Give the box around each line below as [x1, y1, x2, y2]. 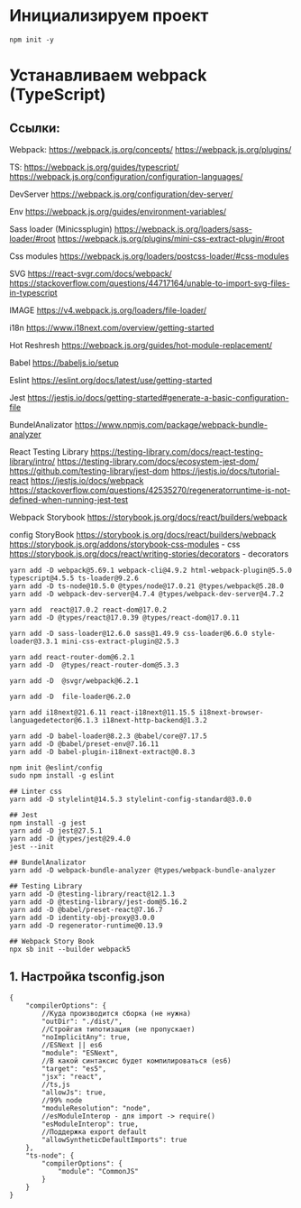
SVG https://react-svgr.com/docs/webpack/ [9, 268, 173, 279]
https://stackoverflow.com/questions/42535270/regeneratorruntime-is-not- [9, 484, 291, 495]
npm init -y [9, 35, 54, 44]
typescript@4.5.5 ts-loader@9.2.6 [9, 574, 140, 583]
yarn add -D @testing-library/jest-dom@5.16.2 [9, 897, 187, 907]
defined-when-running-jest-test [9, 493, 129, 505]
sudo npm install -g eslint [9, 770, 115, 780]
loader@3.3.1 [9, 637, 59, 646]
